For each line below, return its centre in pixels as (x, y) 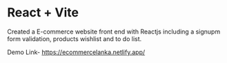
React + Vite (43, 13)
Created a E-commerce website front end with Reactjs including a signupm (114, 32)
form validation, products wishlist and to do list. (75, 38)
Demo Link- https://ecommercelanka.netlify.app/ (76, 52)
